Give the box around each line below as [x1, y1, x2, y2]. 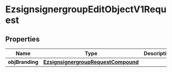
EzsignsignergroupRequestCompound [43, 59, 139, 65]
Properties [5, 35, 40, 43]
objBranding [8, 59, 38, 65]
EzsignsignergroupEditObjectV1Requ [5, 4, 167, 15]
